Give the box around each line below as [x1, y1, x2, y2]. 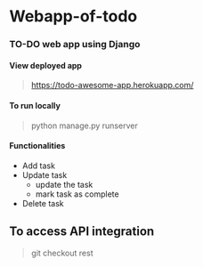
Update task [21, 169, 68, 180]
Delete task [21, 198, 64, 208]
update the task [35, 179, 93, 190]
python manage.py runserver [30, 120, 138, 131]
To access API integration [9, 224, 155, 239]
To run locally [9, 100, 61, 110]
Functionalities [9, 141, 66, 151]
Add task [21, 160, 56, 171]
